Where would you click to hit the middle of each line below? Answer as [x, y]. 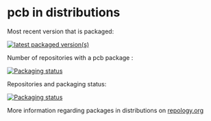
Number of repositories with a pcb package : [70, 57]
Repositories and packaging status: [57, 84]
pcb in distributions [64, 13]
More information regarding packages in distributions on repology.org [105, 110]
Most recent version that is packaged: [61, 31]
